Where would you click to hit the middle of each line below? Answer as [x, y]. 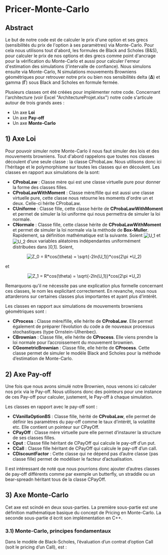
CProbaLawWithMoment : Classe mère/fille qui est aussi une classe [83, 193]
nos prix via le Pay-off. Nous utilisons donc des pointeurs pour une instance [83, 392]
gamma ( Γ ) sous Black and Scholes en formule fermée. [62, 82]
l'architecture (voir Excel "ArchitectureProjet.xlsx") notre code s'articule [79, 97]
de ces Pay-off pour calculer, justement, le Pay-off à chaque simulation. [79, 397]
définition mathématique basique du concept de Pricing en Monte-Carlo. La [83, 512]
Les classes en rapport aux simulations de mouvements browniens [74, 306]
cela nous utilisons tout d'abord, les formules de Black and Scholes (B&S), [82, 50]
